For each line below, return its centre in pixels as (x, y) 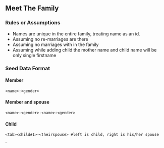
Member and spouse (27, 102)
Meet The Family (32, 8)
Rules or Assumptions (33, 23)
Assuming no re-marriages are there (50, 39)
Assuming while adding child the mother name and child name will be (85, 50)
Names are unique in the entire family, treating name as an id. (76, 34)
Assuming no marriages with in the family (56, 44)
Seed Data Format (28, 68)
